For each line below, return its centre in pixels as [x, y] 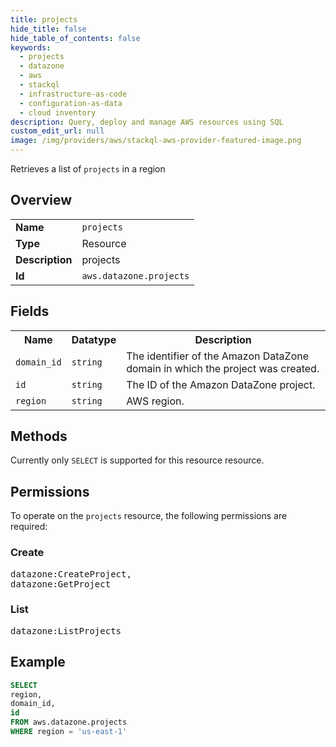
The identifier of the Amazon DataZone [218, 356]
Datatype [94, 339]
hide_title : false [48, 29]
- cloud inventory [58, 112]
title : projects [44, 19]
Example [38, 662]
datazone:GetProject [61, 584]
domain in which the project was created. [223, 368]
